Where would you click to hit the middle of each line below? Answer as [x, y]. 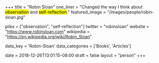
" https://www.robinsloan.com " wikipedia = [48, 31]
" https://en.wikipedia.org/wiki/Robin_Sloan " [48, 37]
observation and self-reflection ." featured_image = [56, 12]
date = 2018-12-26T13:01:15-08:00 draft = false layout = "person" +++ [75, 55]
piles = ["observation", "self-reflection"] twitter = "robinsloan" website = [77, 26]
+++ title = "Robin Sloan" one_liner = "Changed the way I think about [74, 7]
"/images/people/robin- [130, 12]
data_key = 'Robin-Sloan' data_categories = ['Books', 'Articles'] [68, 46]
